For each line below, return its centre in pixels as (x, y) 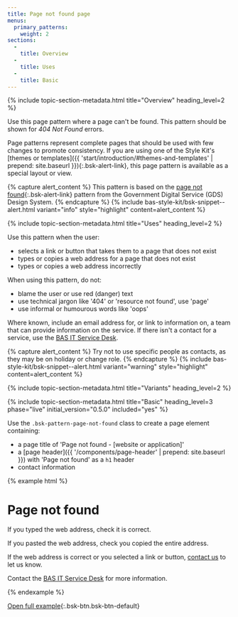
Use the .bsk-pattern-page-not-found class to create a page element (108, 423)
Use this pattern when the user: (54, 237)
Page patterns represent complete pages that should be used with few (110, 143)
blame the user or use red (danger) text (75, 294)
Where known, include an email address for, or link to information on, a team (119, 323)
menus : (17, 21)
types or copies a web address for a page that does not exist (107, 259)
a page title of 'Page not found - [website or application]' (101, 445)
